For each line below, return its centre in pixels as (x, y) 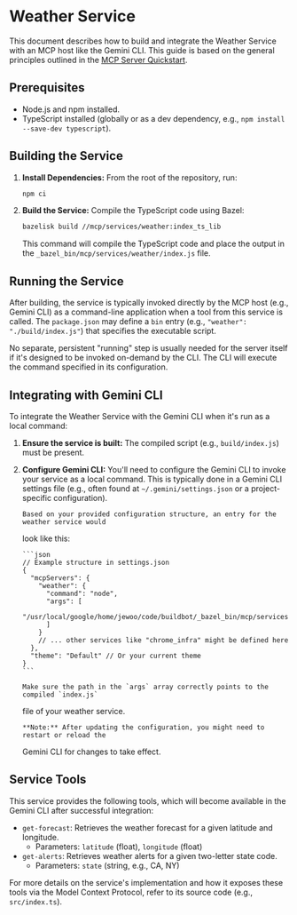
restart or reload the (64, 735)
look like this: (46, 538)
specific (36, 497)
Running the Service (66, 281)
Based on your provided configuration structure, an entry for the (149, 514)
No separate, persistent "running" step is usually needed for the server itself (148, 348)
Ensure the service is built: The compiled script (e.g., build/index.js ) (150, 442)
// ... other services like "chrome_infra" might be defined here (164, 640)
